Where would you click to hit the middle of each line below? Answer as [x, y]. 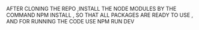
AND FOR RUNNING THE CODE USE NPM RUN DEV [70, 21]
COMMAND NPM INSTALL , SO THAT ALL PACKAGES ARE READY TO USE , [100, 15]
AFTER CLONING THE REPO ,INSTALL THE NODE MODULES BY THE [91, 9]
